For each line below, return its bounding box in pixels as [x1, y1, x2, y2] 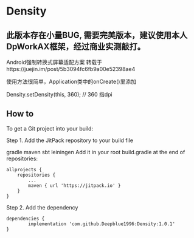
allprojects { [6, 166, 43, 172]
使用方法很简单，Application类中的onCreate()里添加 [6, 78, 137, 85]
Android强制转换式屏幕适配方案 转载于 [6, 59, 102, 66]
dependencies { [6, 216, 45, 222]
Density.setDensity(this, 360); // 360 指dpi [6, 91, 113, 98]
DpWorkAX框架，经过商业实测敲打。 [6, 41, 146, 52]
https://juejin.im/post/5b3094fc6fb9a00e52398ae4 [6, 66, 136, 72]
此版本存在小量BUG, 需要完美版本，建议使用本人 [6, 30, 188, 40]
